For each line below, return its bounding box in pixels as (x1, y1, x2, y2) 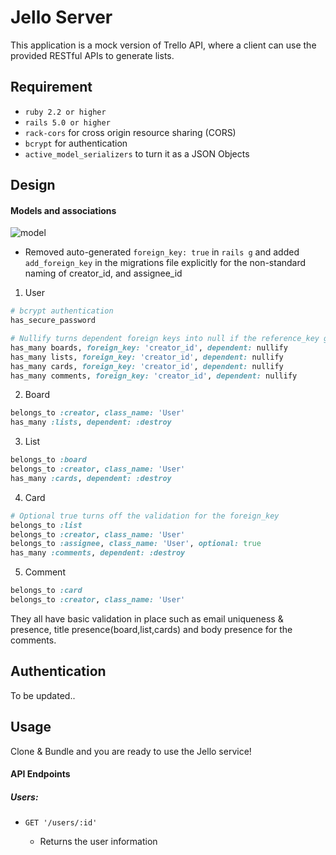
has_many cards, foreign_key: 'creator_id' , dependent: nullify (10, 361, 284, 371)
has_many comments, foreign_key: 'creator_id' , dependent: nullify (10, 371, 298, 381)
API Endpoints (10, 768, 71, 780)
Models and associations (10, 204, 117, 216)
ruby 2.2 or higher (24, 107, 107, 117)
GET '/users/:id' (24, 818, 98, 828)
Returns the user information (39, 836, 158, 848)
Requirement (10, 79, 93, 96)
